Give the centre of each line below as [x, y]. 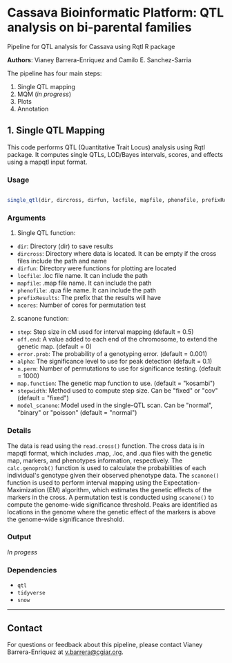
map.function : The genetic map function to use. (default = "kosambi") [116, 383]
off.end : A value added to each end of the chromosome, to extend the [117, 339]
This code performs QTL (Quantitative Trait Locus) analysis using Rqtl [106, 147]
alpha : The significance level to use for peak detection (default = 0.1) [115, 362]
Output [19, 537]
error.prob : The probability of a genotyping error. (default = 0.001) [112, 354]
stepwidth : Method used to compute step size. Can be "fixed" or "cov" [117, 391]
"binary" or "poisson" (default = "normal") [77, 413]
